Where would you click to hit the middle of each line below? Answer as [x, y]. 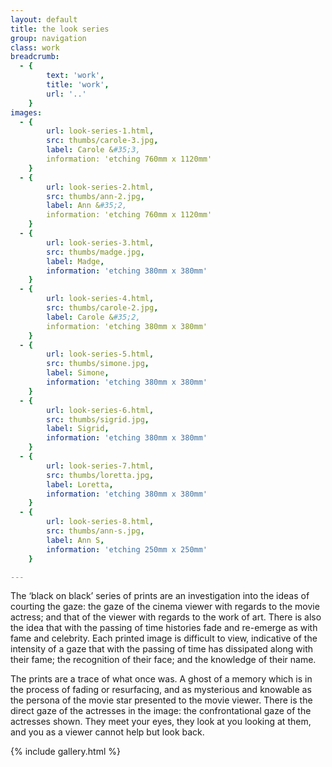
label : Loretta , [80, 484]
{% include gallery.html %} [65, 752]
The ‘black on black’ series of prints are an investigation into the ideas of [160, 596]
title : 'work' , [78, 85]
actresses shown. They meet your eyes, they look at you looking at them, [161, 722]
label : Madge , [75, 261]
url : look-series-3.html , [100, 242]
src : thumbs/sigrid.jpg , [98, 419]
